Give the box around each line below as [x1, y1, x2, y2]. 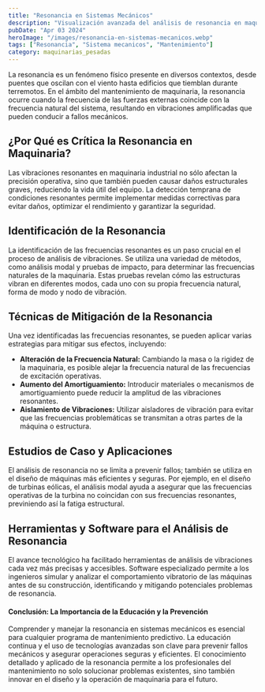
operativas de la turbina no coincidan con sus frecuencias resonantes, [8, 491, 237, 500]
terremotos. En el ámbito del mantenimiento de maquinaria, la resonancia [8, 87, 246, 95]
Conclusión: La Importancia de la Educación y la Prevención [8, 607, 209, 616]
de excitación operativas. [19, 372, 102, 381]
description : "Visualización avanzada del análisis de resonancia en [8, 19, 242, 27]
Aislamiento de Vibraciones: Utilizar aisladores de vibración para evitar [19, 405, 254, 414]
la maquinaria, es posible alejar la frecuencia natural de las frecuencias [19, 363, 251, 372]
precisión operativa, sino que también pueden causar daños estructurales [8, 176, 248, 185]
